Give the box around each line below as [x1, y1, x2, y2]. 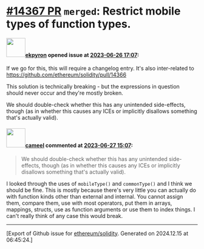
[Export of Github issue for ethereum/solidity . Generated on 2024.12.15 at [6, 230, 189, 237]
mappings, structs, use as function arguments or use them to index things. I [6, 205, 195, 213]
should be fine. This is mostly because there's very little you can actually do [6, 186, 196, 194]
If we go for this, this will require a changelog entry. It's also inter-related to [6, 65, 194, 72]
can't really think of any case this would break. [6, 212, 123, 219]
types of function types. [6, 17, 131, 31]
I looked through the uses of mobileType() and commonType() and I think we [6, 180, 192, 187]
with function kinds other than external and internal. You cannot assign [6, 193, 183, 200]
